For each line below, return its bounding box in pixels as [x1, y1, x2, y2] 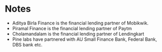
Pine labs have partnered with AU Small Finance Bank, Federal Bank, [12, 36, 157, 42]
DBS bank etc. [12, 41, 43, 47]
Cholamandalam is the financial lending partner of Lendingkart [12, 31, 145, 37]
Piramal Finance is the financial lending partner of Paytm [12, 25, 132, 31]
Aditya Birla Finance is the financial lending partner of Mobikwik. [12, 20, 149, 26]
